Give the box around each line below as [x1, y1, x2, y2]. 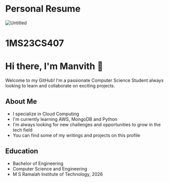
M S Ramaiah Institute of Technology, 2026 [12, 171, 103, 177]
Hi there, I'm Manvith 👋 [5, 61, 104, 72]
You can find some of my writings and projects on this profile [12, 132, 141, 138]
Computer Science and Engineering [12, 165, 87, 172]
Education [5, 147, 39, 156]
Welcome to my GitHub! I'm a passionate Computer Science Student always [5, 77, 164, 83]
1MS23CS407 [5, 37, 64, 49]
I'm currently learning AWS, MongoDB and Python [12, 116, 118, 122]
